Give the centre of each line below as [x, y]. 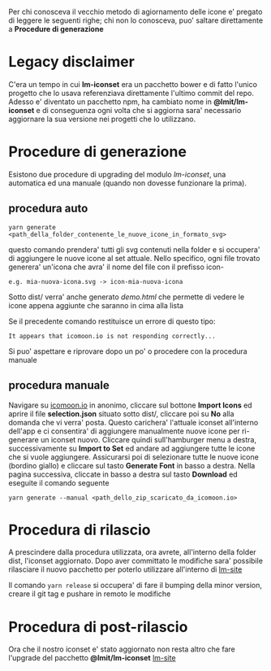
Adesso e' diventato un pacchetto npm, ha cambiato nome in [110, 102]
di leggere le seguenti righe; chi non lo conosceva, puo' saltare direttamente [136, 20]
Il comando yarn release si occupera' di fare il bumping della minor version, [135, 586]
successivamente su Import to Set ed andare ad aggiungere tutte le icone [132, 448]
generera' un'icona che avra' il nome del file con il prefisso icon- [116, 267]
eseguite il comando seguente [59, 482]
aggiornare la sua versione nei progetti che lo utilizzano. [102, 119]
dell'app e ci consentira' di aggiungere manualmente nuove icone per [125, 431]
